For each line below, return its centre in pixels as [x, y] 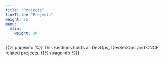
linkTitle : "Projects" [29, 15]
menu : [11, 24]
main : [16, 29]
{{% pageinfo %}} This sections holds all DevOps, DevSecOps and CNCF [82, 48]
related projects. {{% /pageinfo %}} [43, 53]
